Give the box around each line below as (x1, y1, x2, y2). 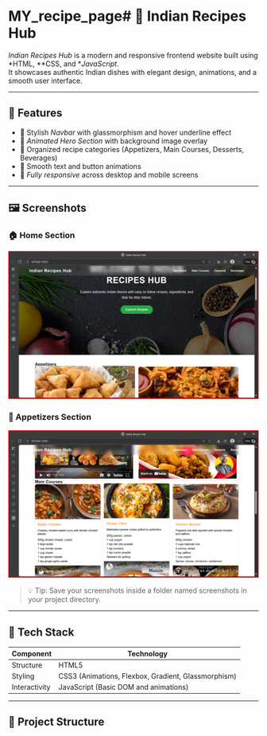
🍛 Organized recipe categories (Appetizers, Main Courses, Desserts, (19, 144, 245, 154)
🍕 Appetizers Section (8, 412, 91, 423)
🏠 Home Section (8, 230, 75, 241)
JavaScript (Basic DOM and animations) (58, 683, 189, 692)
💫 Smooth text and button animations (19, 161, 141, 170)
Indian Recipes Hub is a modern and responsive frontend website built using (8, 50, 258, 60)
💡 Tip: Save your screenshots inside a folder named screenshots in (27, 585, 248, 596)
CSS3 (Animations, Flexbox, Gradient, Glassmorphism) (58, 671, 237, 681)
